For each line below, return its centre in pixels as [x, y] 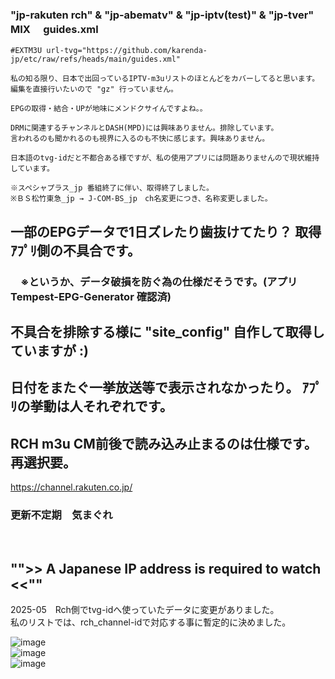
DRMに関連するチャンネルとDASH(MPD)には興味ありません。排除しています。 [144, 128]
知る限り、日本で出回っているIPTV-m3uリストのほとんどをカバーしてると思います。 [172, 79]
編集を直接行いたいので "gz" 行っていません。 [94, 89]
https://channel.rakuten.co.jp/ [71, 487]
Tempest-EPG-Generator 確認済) [91, 296]
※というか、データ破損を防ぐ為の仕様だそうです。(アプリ [159, 281]
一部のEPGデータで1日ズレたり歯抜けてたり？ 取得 [166, 231]
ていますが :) [49, 351]
